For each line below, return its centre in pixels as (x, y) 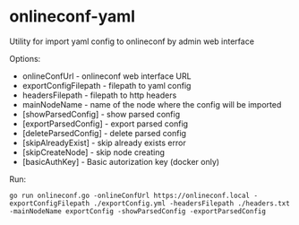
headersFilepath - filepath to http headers (99, 95)
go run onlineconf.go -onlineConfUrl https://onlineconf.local (130, 195)
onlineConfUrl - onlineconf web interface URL (107, 76)
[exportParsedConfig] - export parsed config (105, 124)
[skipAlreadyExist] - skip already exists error (104, 143)
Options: (25, 58)
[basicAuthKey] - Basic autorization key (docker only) (121, 161)
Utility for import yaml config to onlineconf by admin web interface (132, 41)
